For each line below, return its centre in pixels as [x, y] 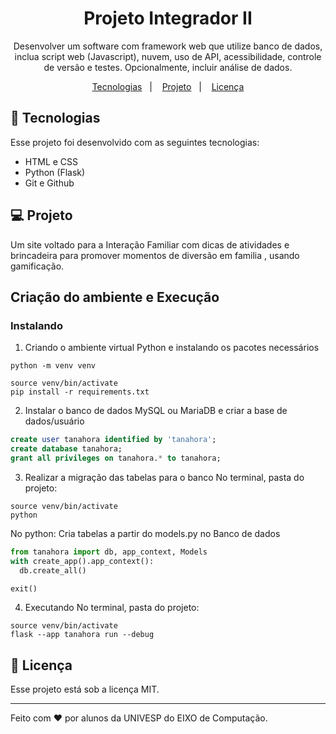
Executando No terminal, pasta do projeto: [112, 608]
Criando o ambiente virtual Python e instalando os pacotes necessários [172, 348]
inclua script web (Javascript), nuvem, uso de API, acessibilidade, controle [168, 56]
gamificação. [37, 266]
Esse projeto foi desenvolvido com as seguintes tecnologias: [135, 142]
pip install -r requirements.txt [80, 392]
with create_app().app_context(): [82, 561]
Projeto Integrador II [168, 18]
